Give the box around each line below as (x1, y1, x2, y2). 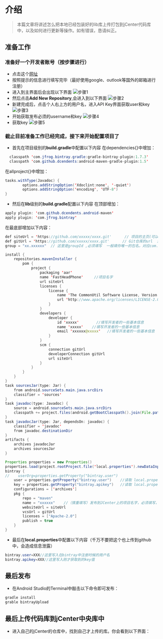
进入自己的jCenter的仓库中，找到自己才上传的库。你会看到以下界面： (12, 628, 150, 634)
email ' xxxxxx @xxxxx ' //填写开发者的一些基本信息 (57, 329, 155, 334)
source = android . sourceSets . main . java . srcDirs (14, 406, 112, 411)
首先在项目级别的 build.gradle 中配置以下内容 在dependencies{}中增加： (12, 144, 156, 151)
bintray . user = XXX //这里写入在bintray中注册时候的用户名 (5, 553, 110, 557)
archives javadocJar (14, 442, 55, 447)
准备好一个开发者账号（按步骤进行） (5, 59, 90, 66)
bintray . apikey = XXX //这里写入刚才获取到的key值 (5, 557, 95, 562)
